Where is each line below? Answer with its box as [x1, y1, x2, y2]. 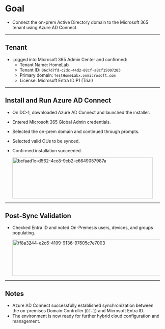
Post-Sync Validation [5, 211, 71, 220]
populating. [12, 230, 35, 236]
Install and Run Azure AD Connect [5, 97, 111, 105]
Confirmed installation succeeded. [12, 147, 82, 153]
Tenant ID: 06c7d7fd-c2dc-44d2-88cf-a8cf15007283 [19, 67, 121, 73]
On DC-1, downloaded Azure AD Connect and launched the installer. [12, 109, 151, 115]
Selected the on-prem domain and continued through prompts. [12, 129, 139, 134]
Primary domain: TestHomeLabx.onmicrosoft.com [19, 72, 116, 78]
